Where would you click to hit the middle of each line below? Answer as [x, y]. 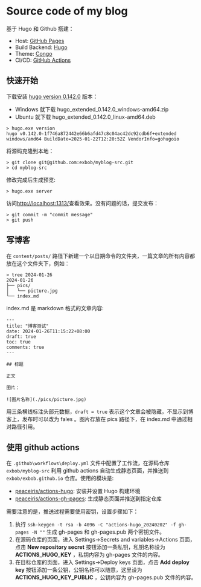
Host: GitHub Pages [40, 41]
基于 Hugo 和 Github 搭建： [40, 28]
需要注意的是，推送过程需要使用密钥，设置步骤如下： [72, 512]
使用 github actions [43, 447]
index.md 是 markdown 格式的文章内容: [55, 308]
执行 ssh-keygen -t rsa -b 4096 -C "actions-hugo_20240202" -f [95, 525]
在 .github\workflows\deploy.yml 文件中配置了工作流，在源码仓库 [88, 463]
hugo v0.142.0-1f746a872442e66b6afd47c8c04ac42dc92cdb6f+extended [91, 134]
